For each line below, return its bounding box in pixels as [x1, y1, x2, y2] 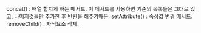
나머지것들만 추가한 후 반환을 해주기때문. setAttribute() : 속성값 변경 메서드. [14, 13, 193, 20]
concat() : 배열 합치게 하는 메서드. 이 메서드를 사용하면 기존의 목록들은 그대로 [6, 5, 189, 12]
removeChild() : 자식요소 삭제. [6, 20, 79, 27]
